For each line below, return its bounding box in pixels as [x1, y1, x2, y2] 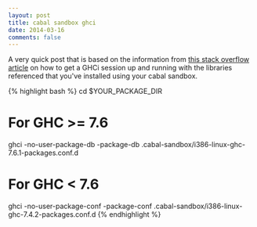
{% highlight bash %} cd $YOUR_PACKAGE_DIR [8, 87, 163, 96]
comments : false [8, 33, 61, 41]
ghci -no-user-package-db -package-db [8, 140, 139, 150]
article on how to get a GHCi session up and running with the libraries [8, 63, 233, 73]
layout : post [8, 11, 51, 20]
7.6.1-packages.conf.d [8, 148, 78, 157]
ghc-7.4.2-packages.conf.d [8, 210, 96, 219]
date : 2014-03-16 [8, 26, 65, 34]
